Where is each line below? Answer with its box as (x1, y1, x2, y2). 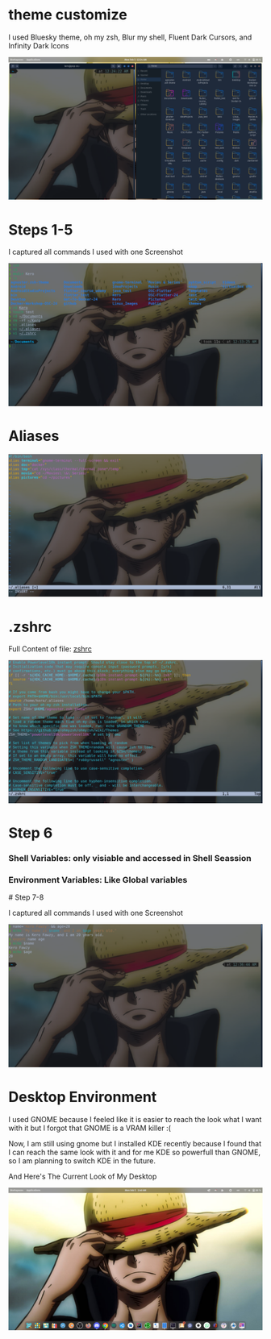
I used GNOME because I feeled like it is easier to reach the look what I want (8, 1114, 262, 1124)
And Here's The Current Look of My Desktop (8, 1171, 157, 1181)
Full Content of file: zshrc (8, 644, 93, 654)
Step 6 (8, 824, 53, 842)
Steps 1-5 (8, 220, 73, 239)
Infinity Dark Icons (8, 40, 69, 50)
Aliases (8, 427, 60, 445)
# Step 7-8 (8, 892, 44, 902)
